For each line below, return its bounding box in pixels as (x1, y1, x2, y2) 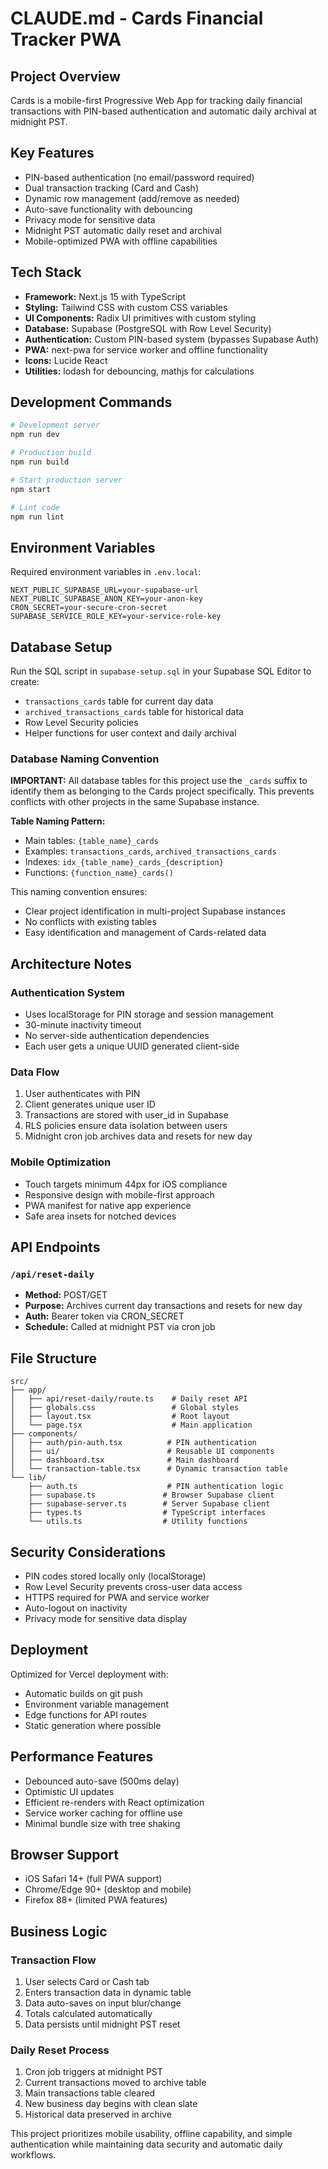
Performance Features (10, 1748, 154, 1766)
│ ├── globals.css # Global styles (10, 1403, 240, 1413)
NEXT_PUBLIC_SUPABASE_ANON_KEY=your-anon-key (10, 594, 203, 604)
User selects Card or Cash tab (24, 1976, 150, 1988)
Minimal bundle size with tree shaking (24, 1817, 181, 1829)
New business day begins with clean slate (24, 2098, 198, 2110)
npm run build (10, 457, 70, 467)
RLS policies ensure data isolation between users (24, 1120, 228, 1132)
